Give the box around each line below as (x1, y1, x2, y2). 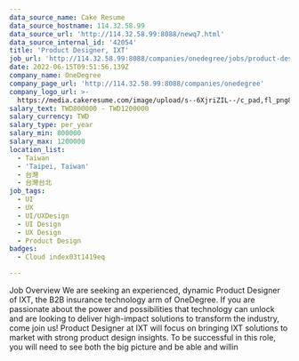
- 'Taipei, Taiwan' (17, 162, 90, 171)
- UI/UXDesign (17, 211, 69, 221)
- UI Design (17, 220, 62, 229)
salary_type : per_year (9, 121, 93, 130)
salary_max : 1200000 (9, 137, 86, 146)
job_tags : (9, 187, 46, 196)
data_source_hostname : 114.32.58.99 (9, 21, 145, 30)
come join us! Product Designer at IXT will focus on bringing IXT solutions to (9, 323, 288, 333)
